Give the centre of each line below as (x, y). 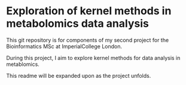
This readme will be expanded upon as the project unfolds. (79, 75)
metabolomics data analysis (78, 23)
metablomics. (23, 64)
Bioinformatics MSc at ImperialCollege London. (64, 46)
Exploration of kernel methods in (89, 11)
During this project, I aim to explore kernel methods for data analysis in (93, 58)
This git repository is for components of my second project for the (88, 40)
